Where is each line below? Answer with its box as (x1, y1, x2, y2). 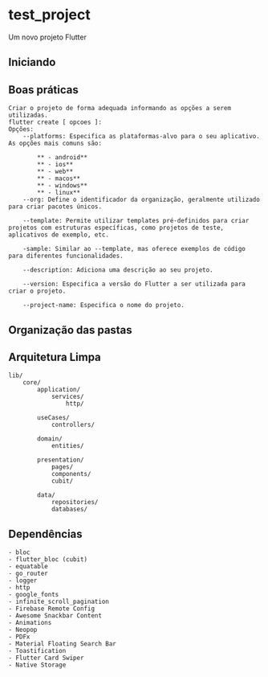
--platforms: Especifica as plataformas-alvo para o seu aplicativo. (22, 133, 261, 141)
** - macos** (37, 174, 81, 183)
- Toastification (8, 647, 67, 655)
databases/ (51, 505, 88, 514)
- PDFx (8, 633, 30, 641)
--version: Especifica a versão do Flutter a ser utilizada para (22, 280, 246, 289)
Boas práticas (8, 83, 79, 96)
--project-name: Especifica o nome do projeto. (22, 302, 185, 310)
